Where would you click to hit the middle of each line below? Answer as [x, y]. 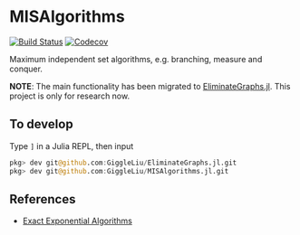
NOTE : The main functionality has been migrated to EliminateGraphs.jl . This [150, 86]
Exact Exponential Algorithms [77, 221]
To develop [42, 124]
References [43, 199]
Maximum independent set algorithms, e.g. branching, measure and [136, 59]
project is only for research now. [69, 96]
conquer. [26, 69]
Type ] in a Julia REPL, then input [72, 146]
